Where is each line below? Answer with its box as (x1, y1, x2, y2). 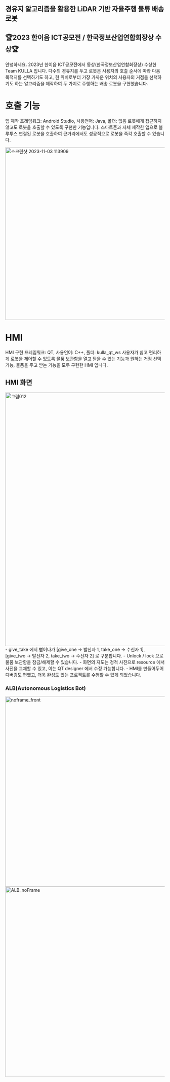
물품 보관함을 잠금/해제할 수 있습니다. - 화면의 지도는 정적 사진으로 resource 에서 (5, 659, 165, 665)
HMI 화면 (5, 378, 32, 387)
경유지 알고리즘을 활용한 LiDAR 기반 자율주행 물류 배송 (5, 5, 164, 14)
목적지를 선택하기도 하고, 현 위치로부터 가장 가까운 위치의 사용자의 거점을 (5, 74, 148, 80)
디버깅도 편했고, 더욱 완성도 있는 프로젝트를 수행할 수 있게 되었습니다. (5, 672, 142, 678)
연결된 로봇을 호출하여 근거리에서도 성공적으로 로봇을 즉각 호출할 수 (18, 131, 151, 137)
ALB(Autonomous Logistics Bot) (5, 684, 86, 691)
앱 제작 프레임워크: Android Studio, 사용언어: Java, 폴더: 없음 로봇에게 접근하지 (5, 118, 162, 124)
